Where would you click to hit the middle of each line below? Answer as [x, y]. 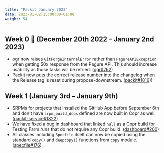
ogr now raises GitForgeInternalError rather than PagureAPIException [84, 59]
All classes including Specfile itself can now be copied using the [79, 135]
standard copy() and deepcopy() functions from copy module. [75, 140]
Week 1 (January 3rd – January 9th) [62, 96]
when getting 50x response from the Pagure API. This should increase [84, 64]
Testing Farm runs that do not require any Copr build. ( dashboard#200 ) [85, 129]
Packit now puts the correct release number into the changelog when [83, 75]
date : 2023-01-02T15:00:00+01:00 [40, 14]
